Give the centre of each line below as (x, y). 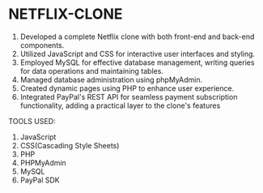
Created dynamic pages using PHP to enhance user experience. (127, 88)
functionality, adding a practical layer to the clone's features (120, 105)
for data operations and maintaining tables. (92, 71)
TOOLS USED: (32, 121)
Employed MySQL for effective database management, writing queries (137, 62)
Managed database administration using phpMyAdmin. (111, 79)
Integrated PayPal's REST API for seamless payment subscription (129, 96)
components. (42, 45)
